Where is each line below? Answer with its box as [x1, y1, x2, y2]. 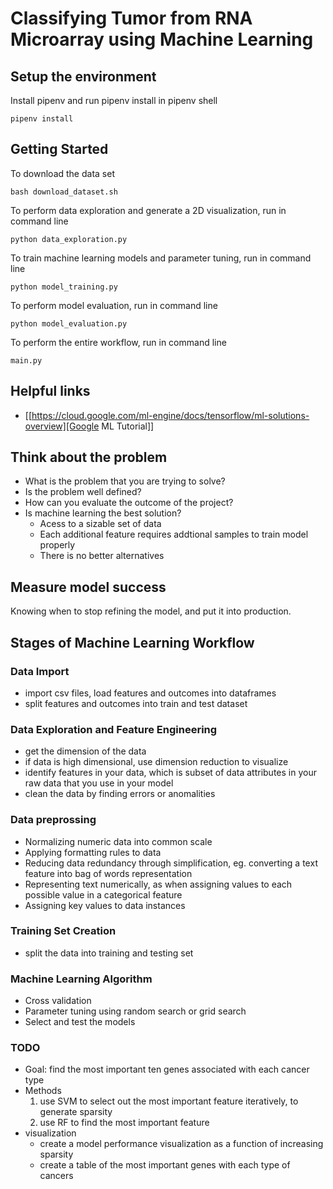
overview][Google [24, 420, 100, 432]
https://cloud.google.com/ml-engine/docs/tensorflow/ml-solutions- [31, 409, 310, 421]
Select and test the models [24, 1016, 136, 1028]
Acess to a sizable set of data [39, 518, 162, 530]
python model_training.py [10, 282, 118, 292]
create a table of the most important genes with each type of [39, 1159, 291, 1171]
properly [39, 539, 76, 551]
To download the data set [10, 167, 115, 179]
